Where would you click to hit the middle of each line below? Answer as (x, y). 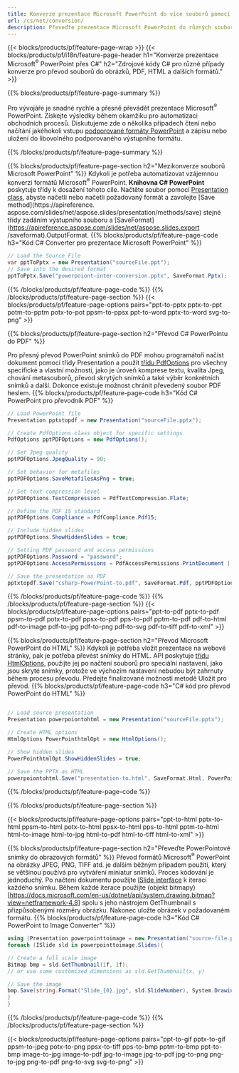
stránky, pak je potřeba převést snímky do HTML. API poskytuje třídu (108, 656)
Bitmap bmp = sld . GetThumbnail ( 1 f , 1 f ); (68, 965)
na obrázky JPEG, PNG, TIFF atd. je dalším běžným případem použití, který (117, 865)
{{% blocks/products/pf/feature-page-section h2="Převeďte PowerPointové (119, 848)
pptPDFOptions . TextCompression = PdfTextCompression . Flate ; (99, 498)
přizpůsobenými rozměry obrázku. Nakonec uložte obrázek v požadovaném (118, 910)
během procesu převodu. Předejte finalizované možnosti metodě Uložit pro (117, 678)
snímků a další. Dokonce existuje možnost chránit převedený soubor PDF (115, 385)
